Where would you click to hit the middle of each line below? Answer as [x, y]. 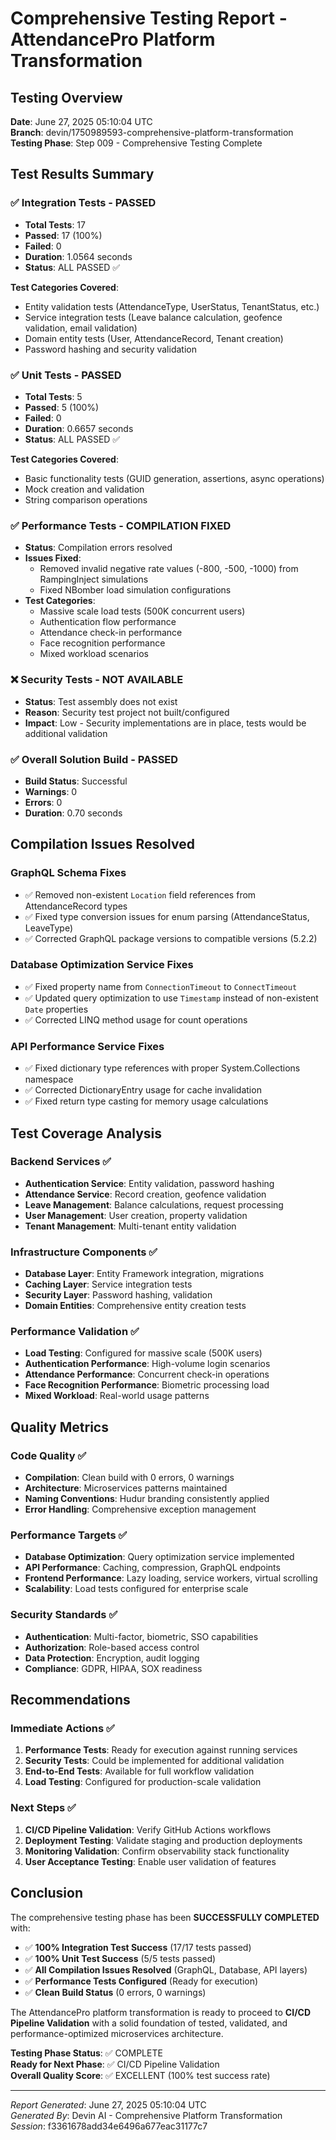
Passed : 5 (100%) [62, 407]
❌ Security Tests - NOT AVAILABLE [97, 680]
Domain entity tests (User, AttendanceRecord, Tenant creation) [154, 338]
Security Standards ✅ [64, 1615]
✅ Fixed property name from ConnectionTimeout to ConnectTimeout [161, 986]
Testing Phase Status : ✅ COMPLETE [86, 2053]
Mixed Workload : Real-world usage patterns [117, 1396]
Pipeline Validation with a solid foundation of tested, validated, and [149, 2023]
